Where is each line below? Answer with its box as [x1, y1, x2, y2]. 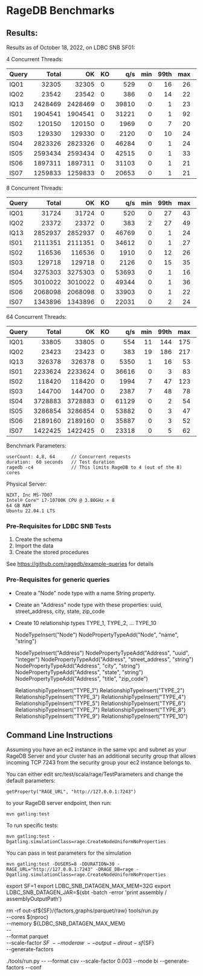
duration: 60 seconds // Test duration [6, 459, 115, 465]
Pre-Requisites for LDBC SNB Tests [6, 522, 112, 530]
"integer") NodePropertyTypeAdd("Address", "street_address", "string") [14, 655, 194, 663]
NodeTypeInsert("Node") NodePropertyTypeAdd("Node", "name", [14, 631, 179, 638]
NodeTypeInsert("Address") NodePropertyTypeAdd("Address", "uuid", [14, 649, 190, 657]
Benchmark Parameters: [6, 442, 66, 449]
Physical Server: [6, 480, 47, 487]
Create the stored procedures [14, 549, 89, 556]
